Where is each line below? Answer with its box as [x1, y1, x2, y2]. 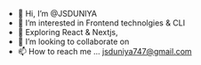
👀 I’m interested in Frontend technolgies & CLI [17, 18, 186, 28]
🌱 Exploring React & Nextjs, [17, 27, 118, 37]
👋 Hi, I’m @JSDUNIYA [17, 9, 98, 18]
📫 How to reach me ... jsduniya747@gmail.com [17, 47, 193, 56]
